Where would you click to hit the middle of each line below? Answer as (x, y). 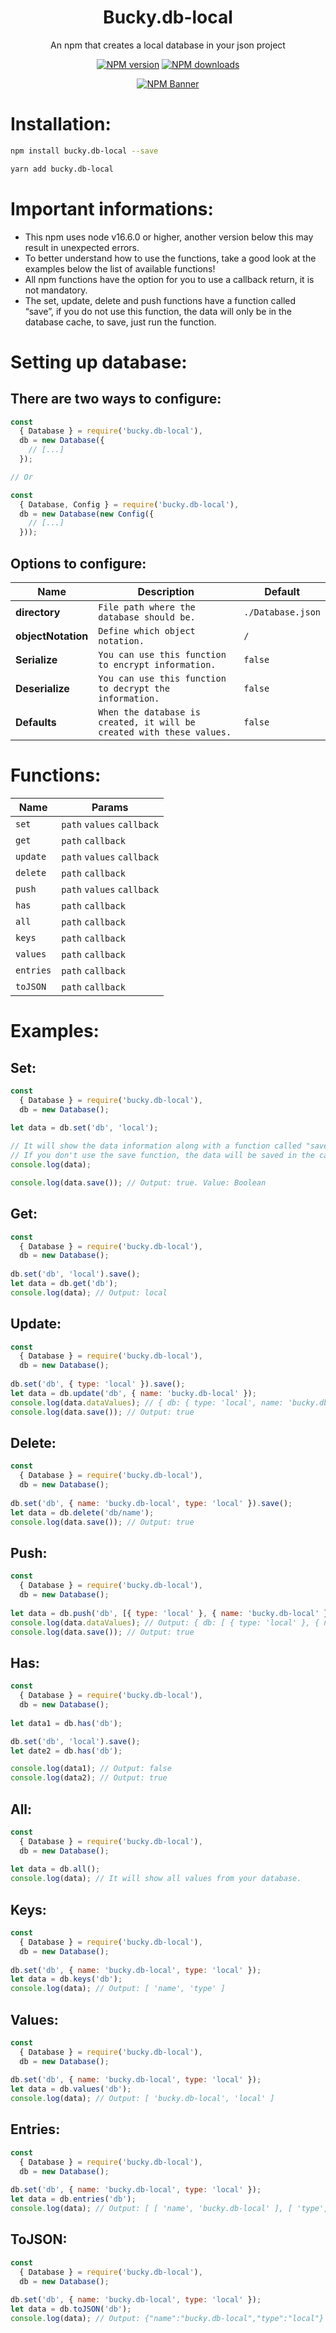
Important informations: (112, 208)
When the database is (149, 712)
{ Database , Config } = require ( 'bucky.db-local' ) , (129, 504)
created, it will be (147, 722)
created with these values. (165, 732)
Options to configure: (78, 563)
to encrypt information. (157, 664)
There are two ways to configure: (116, 399)
